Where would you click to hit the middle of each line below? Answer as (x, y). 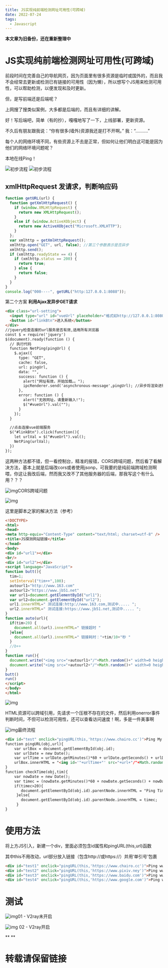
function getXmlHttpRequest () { (43, 203)
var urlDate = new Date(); (42, 753)
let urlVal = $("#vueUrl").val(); (50, 437)
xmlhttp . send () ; (26, 250)
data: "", (28, 372)
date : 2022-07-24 (23, 15)
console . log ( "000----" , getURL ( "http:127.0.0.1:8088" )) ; (66, 291)
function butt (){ (23, 572)
